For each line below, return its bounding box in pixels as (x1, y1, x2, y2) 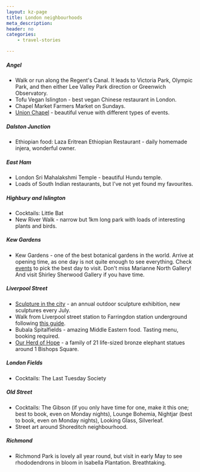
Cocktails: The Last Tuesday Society (15, 374, 107, 381)
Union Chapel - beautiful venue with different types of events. (15, 109, 170, 116)
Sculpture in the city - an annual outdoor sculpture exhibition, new (15, 300, 181, 307)
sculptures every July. (15, 306, 71, 313)
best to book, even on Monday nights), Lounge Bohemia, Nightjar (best (15, 410, 193, 417)
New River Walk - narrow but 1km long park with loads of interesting (15, 216, 185, 223)
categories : (6, 32, 36, 38)
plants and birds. (15, 222, 58, 230)
